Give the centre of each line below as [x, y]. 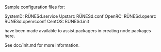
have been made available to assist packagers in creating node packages [78, 31]
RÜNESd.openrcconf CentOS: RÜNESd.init [47, 21]
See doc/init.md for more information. [42, 45]
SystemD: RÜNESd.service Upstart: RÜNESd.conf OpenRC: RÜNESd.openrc [80, 16]
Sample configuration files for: [35, 7]
